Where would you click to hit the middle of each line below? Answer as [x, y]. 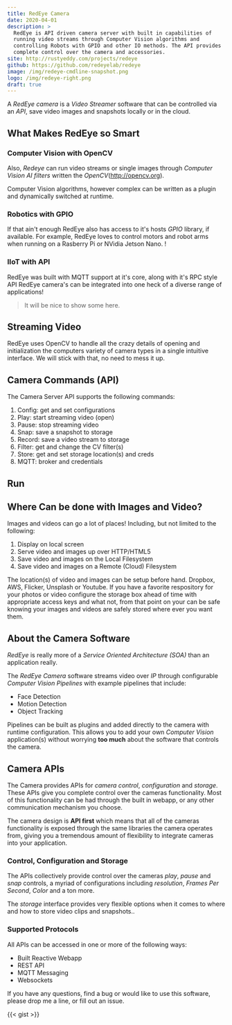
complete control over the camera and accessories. [90, 53]
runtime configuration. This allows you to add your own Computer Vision [110, 732]
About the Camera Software [69, 638]
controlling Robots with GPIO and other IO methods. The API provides [117, 46]
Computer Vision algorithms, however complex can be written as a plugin [112, 188]
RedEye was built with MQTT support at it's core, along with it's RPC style [113, 277]
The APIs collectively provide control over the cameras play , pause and [109, 876]
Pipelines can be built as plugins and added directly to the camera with [108, 725]
